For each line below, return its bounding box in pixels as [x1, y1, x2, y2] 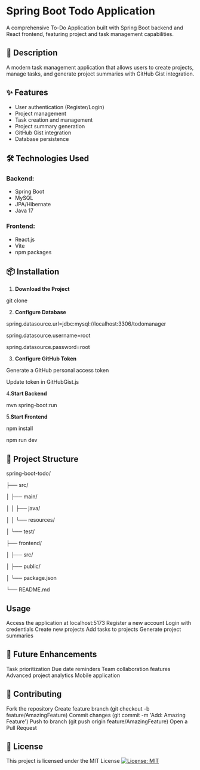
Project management [14, 110, 67, 117]
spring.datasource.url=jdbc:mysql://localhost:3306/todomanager [6, 320, 167, 327]
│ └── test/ [6, 528, 35, 535]
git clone [6, 297, 28, 304]
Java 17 [14, 207, 34, 214]
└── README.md [6, 586, 50, 593]
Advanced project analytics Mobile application [6, 672, 121, 679]
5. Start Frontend [6, 413, 48, 420]
